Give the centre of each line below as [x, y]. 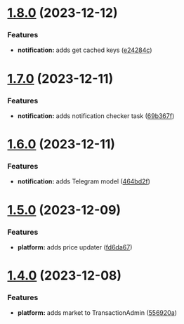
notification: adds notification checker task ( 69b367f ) [96, 116]
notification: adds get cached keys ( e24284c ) [85, 50]
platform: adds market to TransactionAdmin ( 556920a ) [97, 313]
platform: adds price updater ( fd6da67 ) [75, 247]
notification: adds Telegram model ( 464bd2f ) [84, 181]
